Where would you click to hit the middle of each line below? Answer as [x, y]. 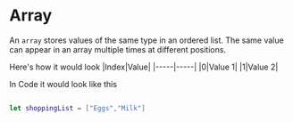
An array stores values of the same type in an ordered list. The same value [146, 40]
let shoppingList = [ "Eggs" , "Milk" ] [77, 108]
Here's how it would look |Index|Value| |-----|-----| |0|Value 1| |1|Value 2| [144, 67]
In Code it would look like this [63, 84]
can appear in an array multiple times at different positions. [117, 49]
